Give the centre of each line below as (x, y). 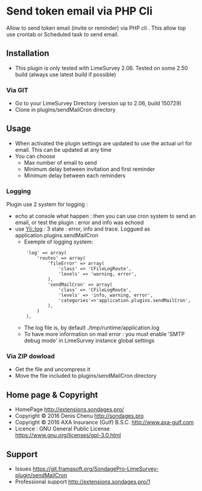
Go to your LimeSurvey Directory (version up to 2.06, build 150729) (98, 104)
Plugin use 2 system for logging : (47, 205)
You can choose (35, 156)
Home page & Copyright (52, 395)
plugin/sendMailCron (41, 475)
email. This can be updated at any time (63, 150)
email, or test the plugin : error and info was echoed (79, 223)
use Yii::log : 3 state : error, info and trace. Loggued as (83, 229)
